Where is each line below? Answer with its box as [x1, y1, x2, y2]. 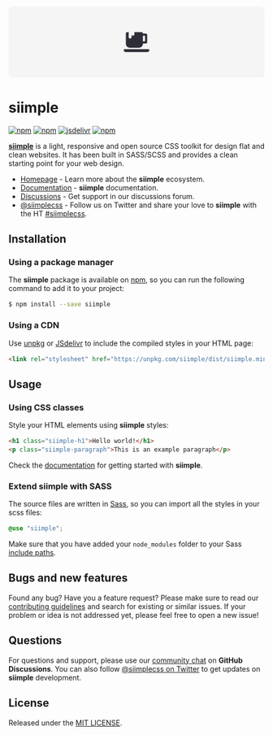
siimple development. [8, 672, 81, 682]
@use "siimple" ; [8, 524, 63, 533]
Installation [8, 233, 67, 246]
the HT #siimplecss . [19, 208, 88, 218]
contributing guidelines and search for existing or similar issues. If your [8, 601, 246, 611]
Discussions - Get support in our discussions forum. [19, 191, 195, 201]
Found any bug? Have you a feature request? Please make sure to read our [8, 593, 259, 602]
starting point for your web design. [8, 158, 124, 168]
